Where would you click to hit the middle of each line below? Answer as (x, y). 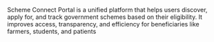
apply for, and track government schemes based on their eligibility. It (105, 17)
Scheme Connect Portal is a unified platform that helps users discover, (107, 10)
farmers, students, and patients (52, 31)
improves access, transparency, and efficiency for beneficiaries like (103, 24)
